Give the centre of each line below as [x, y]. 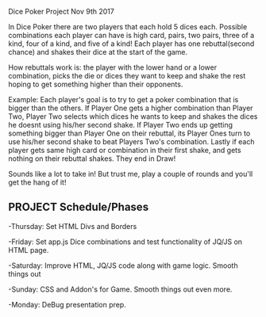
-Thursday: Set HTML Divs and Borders [73, 226]
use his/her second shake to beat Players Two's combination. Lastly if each [132, 141]
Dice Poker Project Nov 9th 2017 [62, 11]
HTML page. [29, 250]
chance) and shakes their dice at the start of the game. [98, 52]
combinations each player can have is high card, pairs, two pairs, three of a [131, 35]
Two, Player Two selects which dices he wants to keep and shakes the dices [133, 116]
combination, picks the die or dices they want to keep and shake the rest [127, 76]
